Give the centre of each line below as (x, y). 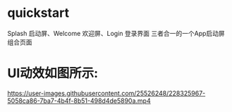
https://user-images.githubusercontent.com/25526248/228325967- (106, 93)
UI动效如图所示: (53, 74)
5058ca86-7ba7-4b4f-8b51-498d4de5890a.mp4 (79, 101)
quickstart (38, 13)
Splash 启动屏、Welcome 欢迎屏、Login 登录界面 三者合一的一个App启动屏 (116, 33)
